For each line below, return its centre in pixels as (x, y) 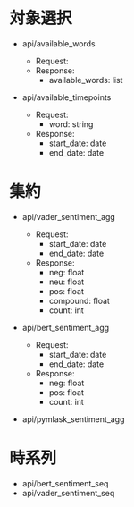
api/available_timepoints (67, 97)
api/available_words (59, 43)
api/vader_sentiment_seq (68, 493)
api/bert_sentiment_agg (66, 327)
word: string (71, 124)
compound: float (79, 300)
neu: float (67, 282)
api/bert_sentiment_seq (65, 483)
